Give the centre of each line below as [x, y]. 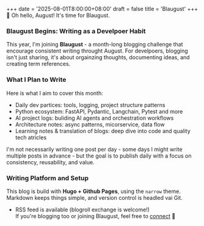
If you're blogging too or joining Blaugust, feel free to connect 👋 [95, 216]
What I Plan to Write [36, 80]
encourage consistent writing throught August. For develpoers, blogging [97, 51]
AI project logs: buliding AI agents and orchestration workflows [94, 118]
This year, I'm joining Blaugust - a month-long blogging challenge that [95, 45]
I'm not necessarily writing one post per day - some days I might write [94, 149]
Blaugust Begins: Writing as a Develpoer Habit [76, 31]
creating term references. [38, 64]
